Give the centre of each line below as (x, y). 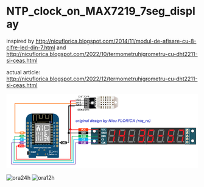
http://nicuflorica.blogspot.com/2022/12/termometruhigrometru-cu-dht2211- (102, 79)
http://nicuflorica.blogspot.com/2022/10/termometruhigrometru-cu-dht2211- (102, 54)
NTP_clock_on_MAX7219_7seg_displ (101, 11)
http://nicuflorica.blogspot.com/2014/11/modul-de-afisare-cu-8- (116, 41)
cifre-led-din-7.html (31, 48)
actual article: (23, 72)
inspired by (20, 41)
